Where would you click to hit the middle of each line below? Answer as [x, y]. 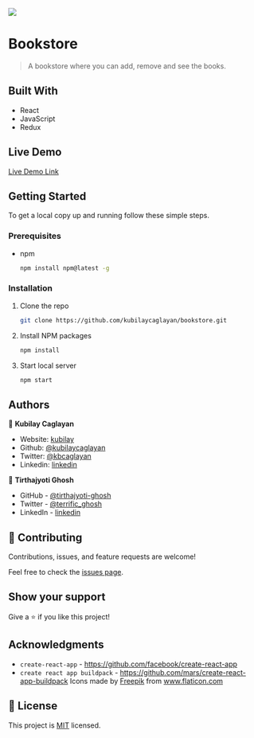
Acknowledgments [57, 645]
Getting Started [47, 196]
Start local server [48, 365]
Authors [29, 405]
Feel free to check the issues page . [66, 572]
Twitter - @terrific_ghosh [61, 504]
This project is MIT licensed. [55, 725]
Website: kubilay [47, 439]
